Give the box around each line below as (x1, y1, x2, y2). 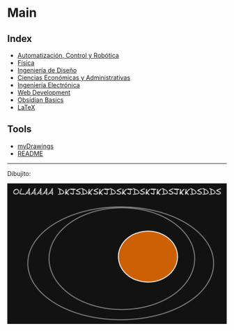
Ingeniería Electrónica (17, 81, 80, 89)
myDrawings (17, 142, 54, 150)
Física (17, 59, 35, 67)
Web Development (17, 89, 71, 96)
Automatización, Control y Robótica (17, 51, 120, 59)
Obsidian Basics (17, 96, 64, 104)
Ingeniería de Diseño (17, 66, 77, 74)
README (17, 149, 44, 158)
